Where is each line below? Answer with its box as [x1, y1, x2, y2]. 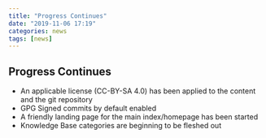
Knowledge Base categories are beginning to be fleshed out [20, 121, 222, 131]
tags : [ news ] [8, 34, 53, 43]
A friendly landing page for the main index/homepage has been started [20, 112, 259, 122]
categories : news [8, 27, 68, 35]
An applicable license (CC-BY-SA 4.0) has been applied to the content [20, 86, 256, 96]
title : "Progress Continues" [8, 11, 107, 20]
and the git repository [20, 95, 94, 105]
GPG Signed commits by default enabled [20, 103, 157, 114]
